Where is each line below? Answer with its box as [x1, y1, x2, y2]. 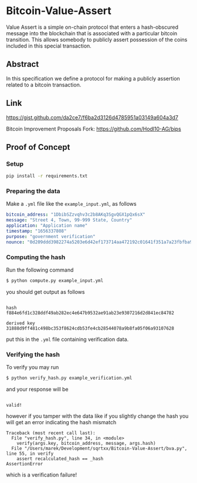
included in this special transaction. [6, 42, 92, 49]
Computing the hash [6, 253, 66, 261]
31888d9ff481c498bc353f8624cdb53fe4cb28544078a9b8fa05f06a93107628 [6, 325, 175, 331]
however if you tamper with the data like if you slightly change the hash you [6, 412, 189, 420]
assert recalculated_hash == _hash [16, 456, 104, 462]
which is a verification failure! [6, 471, 77, 478]
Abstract [6, 59, 39, 69]
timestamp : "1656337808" [6, 228, 67, 234]
